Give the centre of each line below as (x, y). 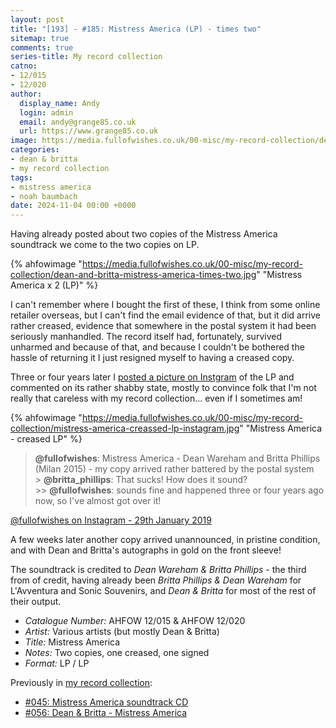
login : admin (46, 112)
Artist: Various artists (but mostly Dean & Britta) (122, 632)
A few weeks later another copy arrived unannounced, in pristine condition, (165, 540)
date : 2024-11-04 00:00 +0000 (73, 206)
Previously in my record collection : (81, 683)
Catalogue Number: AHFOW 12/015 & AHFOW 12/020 (135, 621)
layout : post (37, 19)
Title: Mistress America (72, 642)
